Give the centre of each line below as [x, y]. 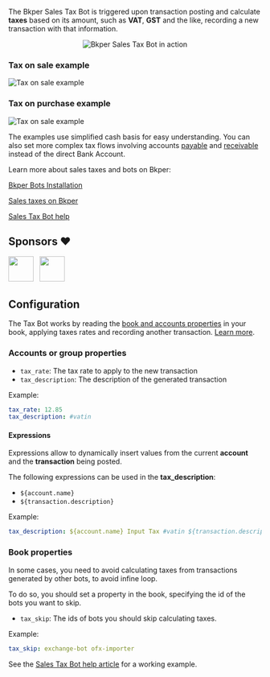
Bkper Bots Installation [45, 185]
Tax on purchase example [59, 104]
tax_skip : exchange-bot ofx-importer [72, 648]
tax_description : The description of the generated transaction [123, 379]
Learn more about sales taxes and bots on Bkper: [90, 169]
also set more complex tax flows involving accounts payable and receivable [133, 145]
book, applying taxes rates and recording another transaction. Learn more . [132, 332]
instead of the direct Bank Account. [67, 154]
